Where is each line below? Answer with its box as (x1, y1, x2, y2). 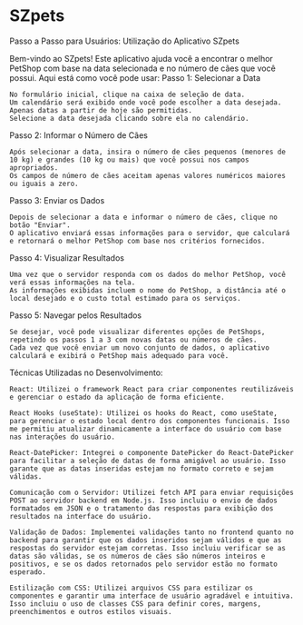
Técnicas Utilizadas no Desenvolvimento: (9, 367, 163, 378)
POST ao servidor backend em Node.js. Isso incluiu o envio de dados (9, 496, 279, 505)
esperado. (9, 567, 47, 577)
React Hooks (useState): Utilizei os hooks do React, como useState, (9, 408, 279, 418)
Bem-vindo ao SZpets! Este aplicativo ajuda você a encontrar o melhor (9, 53, 274, 64)
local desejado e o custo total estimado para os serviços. (9, 293, 242, 303)
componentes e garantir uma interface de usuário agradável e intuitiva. (9, 591, 295, 600)
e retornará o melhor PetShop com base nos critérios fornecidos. (9, 236, 266, 245)
